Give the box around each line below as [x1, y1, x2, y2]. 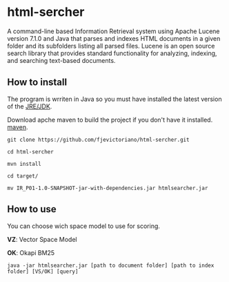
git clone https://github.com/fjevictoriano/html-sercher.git [7, 136, 190, 143]
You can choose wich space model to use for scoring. [7, 222, 161, 230]
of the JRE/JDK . [7, 102, 52, 111]
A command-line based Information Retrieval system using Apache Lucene [7, 27, 220, 35]
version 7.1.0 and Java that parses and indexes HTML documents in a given [7, 34, 221, 42]
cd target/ [7, 172, 39, 180]
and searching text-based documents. [7, 56, 116, 64]
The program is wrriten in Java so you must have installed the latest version [7, 95, 222, 103]
